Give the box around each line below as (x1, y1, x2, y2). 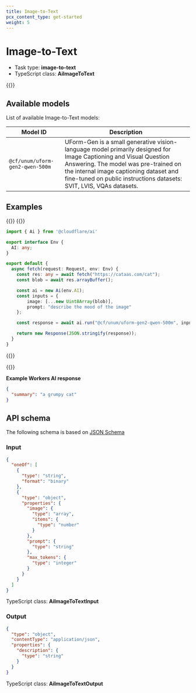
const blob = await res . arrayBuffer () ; (16, 277, 114, 283)
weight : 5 (6, 19, 30, 25)
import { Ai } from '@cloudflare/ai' (6, 228, 98, 234)
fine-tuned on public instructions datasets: (64, 175, 183, 183)
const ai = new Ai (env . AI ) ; (16, 288, 85, 293)
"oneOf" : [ (11, 462, 38, 468)
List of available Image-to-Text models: (6, 114, 100, 121)
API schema (6, 413, 51, 423)
